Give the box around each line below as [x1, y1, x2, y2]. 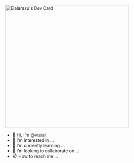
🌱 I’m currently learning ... [12, 143, 65, 148]
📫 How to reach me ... [12, 153, 58, 159]
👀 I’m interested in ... [12, 137, 54, 143]
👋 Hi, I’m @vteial [12, 132, 46, 138]
